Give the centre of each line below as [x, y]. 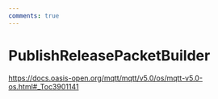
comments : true [34, 16]
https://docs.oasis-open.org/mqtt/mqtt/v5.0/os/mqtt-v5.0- [106, 78]
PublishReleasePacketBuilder [109, 55]
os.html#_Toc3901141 [44, 86]
